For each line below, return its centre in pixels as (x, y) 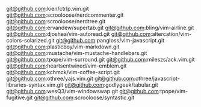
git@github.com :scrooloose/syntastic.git (84, 97)
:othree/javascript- (157, 78)
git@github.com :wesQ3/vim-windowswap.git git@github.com (83, 91)
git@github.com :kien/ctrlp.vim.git (48, 9)
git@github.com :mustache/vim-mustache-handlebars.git (77, 53)
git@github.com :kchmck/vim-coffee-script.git (63, 72)
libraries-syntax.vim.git (35, 85)
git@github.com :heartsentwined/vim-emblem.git (66, 66)
